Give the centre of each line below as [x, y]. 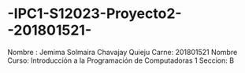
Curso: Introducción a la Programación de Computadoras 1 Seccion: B [121, 60]
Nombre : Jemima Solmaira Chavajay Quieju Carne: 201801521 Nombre [122, 52]
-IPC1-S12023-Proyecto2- [95, 14]
